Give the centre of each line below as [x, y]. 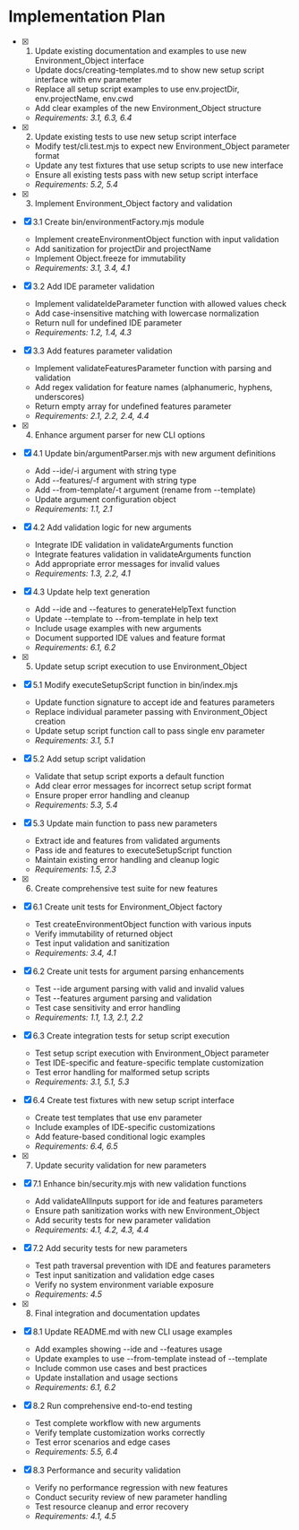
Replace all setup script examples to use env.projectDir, [137, 89]
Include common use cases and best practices [121, 1368]
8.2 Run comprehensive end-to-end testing [113, 1405]
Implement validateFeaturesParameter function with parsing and [153, 368]
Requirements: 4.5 [68, 1294]
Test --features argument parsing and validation [123, 998]
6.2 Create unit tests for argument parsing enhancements [139, 971]
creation [50, 721]
